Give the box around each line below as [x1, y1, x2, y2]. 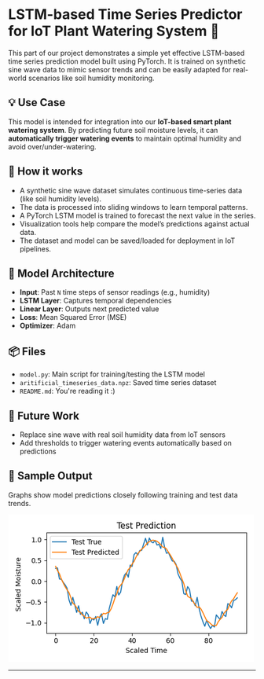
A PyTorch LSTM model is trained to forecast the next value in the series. [19, 211, 256, 220]
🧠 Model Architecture [8, 266, 115, 280]
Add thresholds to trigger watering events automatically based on [19, 439, 232, 447]
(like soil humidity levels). [19, 194, 102, 204]
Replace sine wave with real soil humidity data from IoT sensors [19, 430, 226, 439]
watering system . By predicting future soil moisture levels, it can [8, 125, 218, 134]
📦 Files [8, 344, 46, 358]
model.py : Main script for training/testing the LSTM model [19, 369, 206, 379]
